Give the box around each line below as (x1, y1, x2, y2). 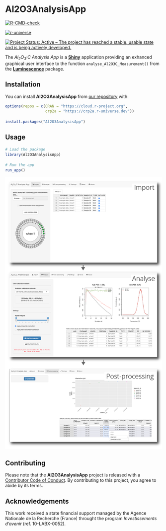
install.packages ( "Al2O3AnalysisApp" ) (5, 119, 85, 125)
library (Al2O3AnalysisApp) (5, 152, 61, 157)
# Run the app (5, 162, 35, 167)
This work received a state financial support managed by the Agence (5, 510, 147, 516)
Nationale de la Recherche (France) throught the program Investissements (5, 516, 157, 522)
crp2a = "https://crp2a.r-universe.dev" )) (45, 109, 135, 114)
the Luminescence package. (5, 66, 65, 72)
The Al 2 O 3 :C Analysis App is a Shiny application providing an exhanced (5, 54, 153, 61)
